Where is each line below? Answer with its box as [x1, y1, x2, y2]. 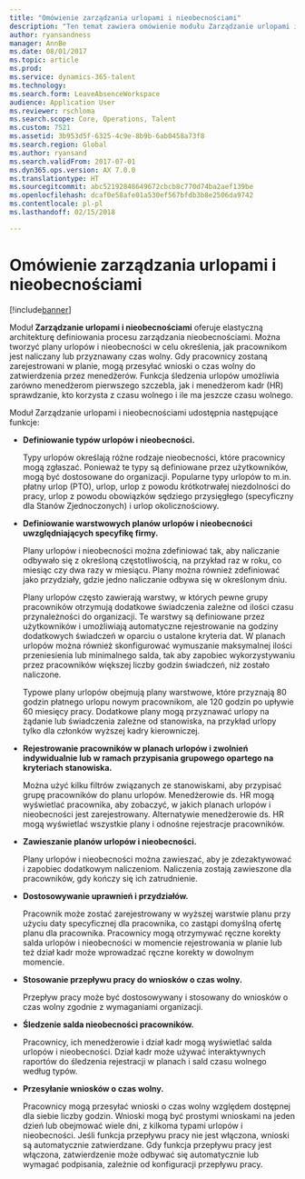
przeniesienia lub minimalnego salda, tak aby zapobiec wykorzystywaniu [22, 649, 296, 660]
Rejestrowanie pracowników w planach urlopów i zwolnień [22, 743, 249, 754]
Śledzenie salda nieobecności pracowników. [22, 1019, 194, 1030]
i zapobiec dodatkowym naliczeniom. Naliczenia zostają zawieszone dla [22, 863, 292, 874]
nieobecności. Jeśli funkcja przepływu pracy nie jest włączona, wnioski [22, 1129, 290, 1141]
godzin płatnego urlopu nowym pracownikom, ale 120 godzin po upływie [22, 696, 295, 707]
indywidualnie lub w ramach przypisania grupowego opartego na [22, 752, 274, 764]
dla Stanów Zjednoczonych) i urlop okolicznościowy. [22, 500, 220, 511]
